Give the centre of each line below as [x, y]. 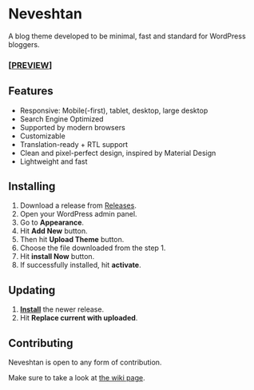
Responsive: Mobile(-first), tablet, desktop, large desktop [114, 110]
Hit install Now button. [57, 257]
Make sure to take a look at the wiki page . [77, 378]
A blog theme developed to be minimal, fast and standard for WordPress [127, 36]
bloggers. [24, 44]
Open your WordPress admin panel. [78, 214]
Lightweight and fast [54, 161]
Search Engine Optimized [62, 119]
